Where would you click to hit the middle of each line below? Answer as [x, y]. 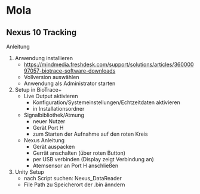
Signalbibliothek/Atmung [54, 115]
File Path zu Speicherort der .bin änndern [74, 184]
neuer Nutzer [49, 121]
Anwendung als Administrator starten [70, 83]
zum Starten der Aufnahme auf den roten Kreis [90, 134]
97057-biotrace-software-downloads [70, 71]
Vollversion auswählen [51, 77]
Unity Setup [30, 172]
